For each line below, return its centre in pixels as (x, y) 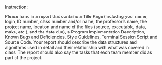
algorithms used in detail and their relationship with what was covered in (77, 47)
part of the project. (24, 57)
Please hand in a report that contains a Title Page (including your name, (76, 16)
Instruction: (16, 7)
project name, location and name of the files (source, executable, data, (75, 27)
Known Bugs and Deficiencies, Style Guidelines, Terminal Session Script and (81, 37)
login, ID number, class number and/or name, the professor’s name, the (76, 22)
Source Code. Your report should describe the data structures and (71, 42)
